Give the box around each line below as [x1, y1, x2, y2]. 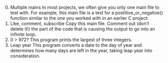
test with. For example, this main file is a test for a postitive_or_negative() [10, 10, 163, 16]
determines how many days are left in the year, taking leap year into [10, 48, 153, 53]
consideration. [10, 53, 41, 59]
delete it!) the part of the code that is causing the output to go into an [10, 26, 155, 32]
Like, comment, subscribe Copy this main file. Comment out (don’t [10, 20, 149, 26]
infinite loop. [10, 31, 37, 37]
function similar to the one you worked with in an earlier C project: [10, 15, 149, 21]
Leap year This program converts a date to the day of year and [10, 42, 142, 48]
